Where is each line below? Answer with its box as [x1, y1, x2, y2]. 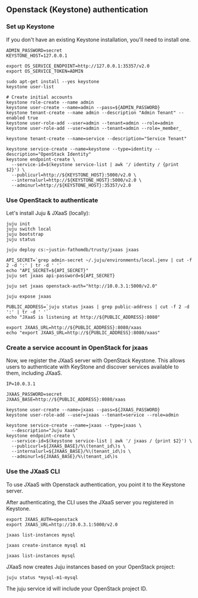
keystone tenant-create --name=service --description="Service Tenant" [6, 136, 187, 142]
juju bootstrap [6, 231, 44, 237]
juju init [6, 220, 31, 227]
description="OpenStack [6, 151, 65, 157]
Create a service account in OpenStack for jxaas [6, 343, 148, 351]
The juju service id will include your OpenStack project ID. [6, 585, 148, 592]
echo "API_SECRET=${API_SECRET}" [6, 267, 89, 273]
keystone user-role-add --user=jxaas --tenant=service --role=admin [6, 412, 179, 418]
